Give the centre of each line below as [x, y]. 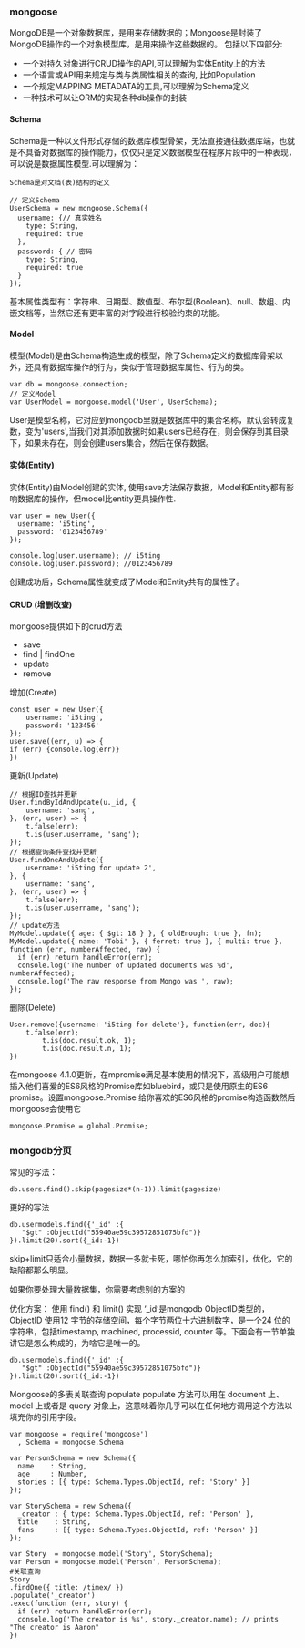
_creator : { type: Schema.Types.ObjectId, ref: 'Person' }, [136, 1514]
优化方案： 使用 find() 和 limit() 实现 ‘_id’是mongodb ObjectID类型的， [140, 1309]
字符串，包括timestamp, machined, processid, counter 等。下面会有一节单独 [152, 1332]
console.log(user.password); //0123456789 [91, 563]
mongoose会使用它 [46, 1109]
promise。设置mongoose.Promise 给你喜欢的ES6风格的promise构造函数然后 [152, 1097]
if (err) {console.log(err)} [65, 750]
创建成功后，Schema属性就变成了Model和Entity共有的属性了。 [127, 582]
